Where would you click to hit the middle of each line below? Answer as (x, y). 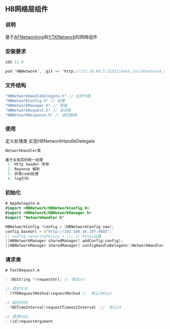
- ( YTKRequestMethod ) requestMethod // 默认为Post (59, 293)
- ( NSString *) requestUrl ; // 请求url (45, 280)
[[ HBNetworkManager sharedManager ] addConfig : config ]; (64, 241)
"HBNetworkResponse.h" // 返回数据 (41, 115)
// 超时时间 (16, 303)
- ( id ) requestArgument (29, 321)
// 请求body (17, 316)
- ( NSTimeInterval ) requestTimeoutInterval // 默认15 (63, 307)
